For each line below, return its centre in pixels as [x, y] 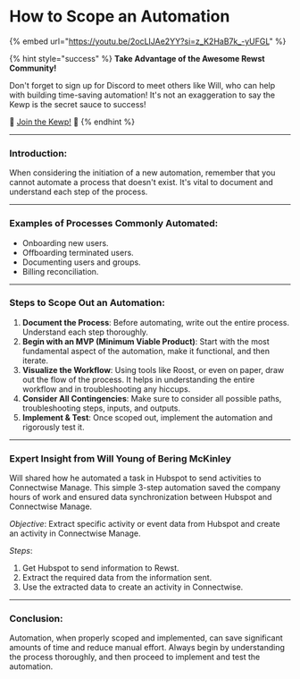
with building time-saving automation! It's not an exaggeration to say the [142, 95]
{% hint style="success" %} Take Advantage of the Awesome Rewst [137, 58]
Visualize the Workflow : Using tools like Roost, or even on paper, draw [153, 369]
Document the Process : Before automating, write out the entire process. [156, 322]
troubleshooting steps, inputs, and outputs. [101, 408]
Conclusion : [36, 619]
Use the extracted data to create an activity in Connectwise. [133, 587]
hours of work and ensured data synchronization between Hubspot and [141, 497]
